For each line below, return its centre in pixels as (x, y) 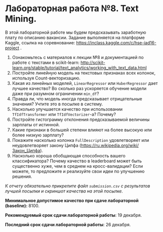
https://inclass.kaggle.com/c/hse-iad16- (116, 42)
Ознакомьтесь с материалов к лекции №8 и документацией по (78, 57)
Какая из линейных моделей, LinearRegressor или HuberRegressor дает (85, 83)
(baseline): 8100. (22, 206)
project (12, 48)
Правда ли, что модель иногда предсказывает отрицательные (77, 98)
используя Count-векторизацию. (46, 78)
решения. (22, 176)
